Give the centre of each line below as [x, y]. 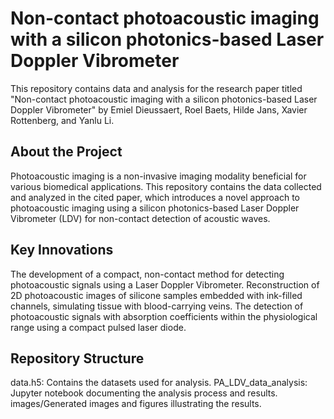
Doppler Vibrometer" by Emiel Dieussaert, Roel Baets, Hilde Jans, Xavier [159, 109]
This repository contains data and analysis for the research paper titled [156, 88]
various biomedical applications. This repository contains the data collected [166, 186]
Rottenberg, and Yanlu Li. [62, 120]
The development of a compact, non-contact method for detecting [147, 274]
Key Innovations [62, 250]
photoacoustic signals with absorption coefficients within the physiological [164, 316]
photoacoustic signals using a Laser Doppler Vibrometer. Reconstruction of [165, 284]
